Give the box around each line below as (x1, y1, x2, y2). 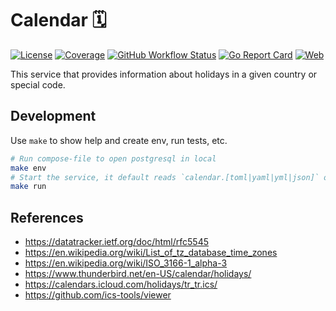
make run (10, 182, 47, 192)
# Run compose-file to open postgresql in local (10, 153, 217, 164)
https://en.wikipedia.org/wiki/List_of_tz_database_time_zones (24, 247, 278, 259)
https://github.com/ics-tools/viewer (24, 289, 172, 301)
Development (10, 108, 97, 125)
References (10, 209, 84, 226)
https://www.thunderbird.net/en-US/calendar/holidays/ (24, 268, 252, 280)
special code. (10, 78, 66, 91)
